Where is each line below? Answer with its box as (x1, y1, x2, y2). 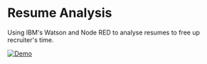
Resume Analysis (7, 5, 112, 21)
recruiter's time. (7, 35, 54, 44)
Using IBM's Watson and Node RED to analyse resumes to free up (7, 28, 201, 37)
